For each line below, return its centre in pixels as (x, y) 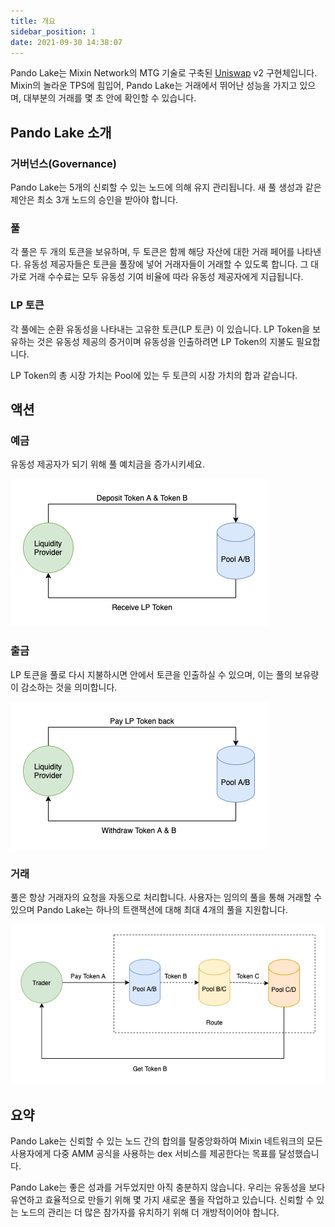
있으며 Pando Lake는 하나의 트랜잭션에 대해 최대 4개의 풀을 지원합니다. (149, 909)
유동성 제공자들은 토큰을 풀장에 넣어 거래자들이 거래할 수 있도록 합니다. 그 (166, 264)
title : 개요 (33, 21)
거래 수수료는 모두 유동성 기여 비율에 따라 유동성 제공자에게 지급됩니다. (166, 277)
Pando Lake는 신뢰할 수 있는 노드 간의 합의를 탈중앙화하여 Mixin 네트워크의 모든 (166, 1141)
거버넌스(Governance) (63, 163)
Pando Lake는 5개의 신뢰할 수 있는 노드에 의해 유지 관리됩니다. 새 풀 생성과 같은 (166, 187)
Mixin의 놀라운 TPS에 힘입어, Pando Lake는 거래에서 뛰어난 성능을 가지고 (154, 86)
